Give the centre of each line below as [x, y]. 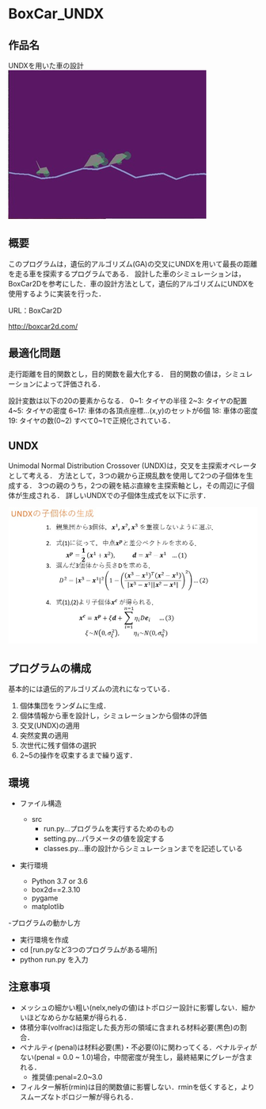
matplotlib [48, 907]
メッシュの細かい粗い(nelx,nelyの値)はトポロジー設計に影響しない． [131, 1007]
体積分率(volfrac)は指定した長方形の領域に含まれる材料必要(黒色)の [129, 1027]
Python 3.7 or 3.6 [60, 881]
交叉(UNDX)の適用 [50, 726]
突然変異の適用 [44, 735]
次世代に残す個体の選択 [58, 746]
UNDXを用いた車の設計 [46, 65]
